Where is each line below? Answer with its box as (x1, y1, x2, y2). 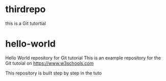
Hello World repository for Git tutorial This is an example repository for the (5, 55, 161, 61)
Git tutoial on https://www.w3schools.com (5, 60, 94, 66)
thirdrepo (5, 4, 46, 15)
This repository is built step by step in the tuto (5, 70, 102, 76)
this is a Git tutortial (5, 20, 46, 26)
